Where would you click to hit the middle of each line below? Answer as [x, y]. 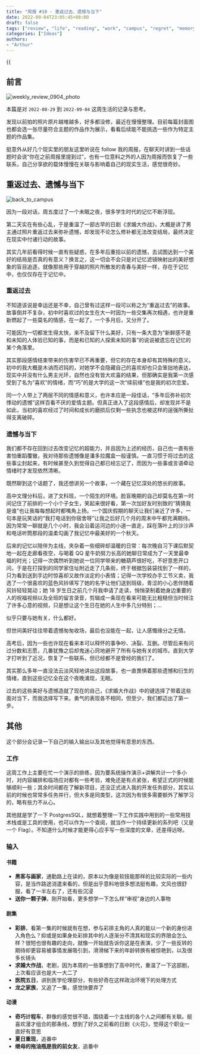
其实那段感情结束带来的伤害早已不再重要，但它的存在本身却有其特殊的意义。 [100, 360]
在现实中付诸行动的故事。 [37, 239]
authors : [17, 39]
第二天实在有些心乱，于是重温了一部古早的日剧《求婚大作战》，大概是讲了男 [99, 224]
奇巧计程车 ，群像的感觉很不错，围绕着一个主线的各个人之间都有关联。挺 [103, 1016]
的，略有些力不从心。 [32, 802]
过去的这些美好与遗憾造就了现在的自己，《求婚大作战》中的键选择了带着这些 [99, 691]
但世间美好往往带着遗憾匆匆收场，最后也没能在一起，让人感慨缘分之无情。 [97, 631]
